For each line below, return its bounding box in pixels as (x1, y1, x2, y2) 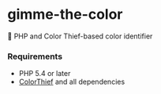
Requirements (7, 51, 63, 62)
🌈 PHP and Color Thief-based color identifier (7, 31, 153, 41)
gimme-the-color (7, 5, 123, 23)
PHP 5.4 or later (18, 69, 71, 78)
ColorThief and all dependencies (18, 77, 125, 87)
